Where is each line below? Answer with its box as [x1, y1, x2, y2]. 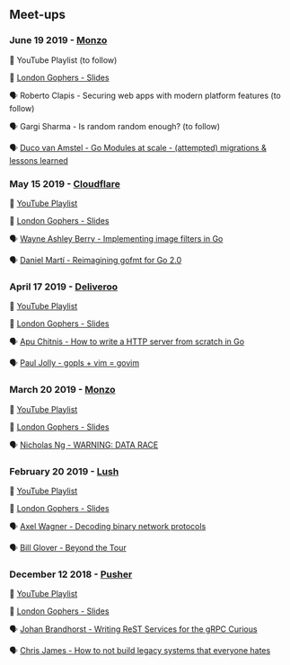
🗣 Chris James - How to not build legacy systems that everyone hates [9, 645, 271, 656]
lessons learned [9, 155, 69, 165]
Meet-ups [9, 7, 66, 22]
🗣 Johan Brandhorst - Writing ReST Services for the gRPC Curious [9, 624, 258, 634]
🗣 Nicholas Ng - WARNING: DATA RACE [9, 439, 159, 450]
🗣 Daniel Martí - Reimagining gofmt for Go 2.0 [9, 254, 182, 265]
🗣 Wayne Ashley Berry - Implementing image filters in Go [9, 233, 224, 244]
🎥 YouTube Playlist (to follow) [9, 54, 118, 66]
